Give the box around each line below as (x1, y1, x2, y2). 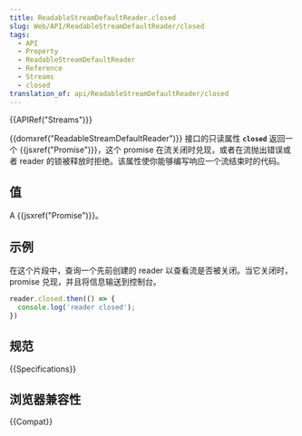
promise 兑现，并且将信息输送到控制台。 (9, 276, 161, 287)
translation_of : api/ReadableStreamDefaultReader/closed (9, 89, 229, 98)
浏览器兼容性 (9, 392, 82, 407)
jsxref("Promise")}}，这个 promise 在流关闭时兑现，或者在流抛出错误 (25, 144, 284, 155)
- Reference (17, 64, 63, 73)
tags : (9, 30, 30, 39)
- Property (17, 47, 59, 56)
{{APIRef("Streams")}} (9, 114, 93, 125)
